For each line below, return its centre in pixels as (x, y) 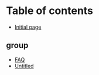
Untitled (24, 66)
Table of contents (50, 11)
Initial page (28, 27)
